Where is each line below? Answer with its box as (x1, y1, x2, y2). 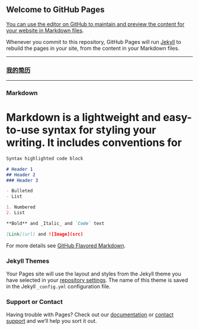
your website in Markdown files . (6, 27, 84, 34)
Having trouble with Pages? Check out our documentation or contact (6, 311, 174, 318)
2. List (6, 210, 25, 216)
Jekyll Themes (6, 256, 50, 265)
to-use (6, 123, 40, 137)
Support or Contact (6, 297, 63, 306)
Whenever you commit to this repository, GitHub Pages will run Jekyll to (6, 38, 182, 45)
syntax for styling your (41, 123, 156, 137)
